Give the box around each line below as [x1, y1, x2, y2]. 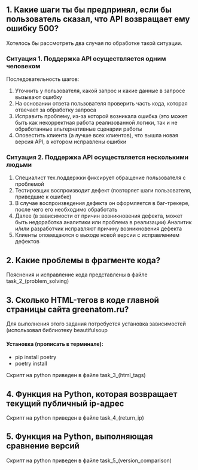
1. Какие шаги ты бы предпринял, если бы [6, 5, 172, 15]
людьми [6, 161, 32, 169]
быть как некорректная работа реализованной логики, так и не [14, 119, 178, 126]
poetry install [14, 360, 48, 367]
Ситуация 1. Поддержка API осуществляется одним [6, 54, 166, 62]
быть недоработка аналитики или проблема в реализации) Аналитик [14, 219, 192, 226]
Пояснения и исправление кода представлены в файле [6, 271, 148, 278]
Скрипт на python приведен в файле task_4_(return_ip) [6, 414, 145, 421]
